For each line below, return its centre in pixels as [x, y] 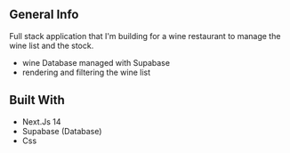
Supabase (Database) [62, 131]
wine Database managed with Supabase [96, 62]
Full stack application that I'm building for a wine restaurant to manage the [145, 36]
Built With [37, 100]
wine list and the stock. [52, 45]
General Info [44, 15]
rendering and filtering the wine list [86, 72]
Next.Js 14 [41, 121]
